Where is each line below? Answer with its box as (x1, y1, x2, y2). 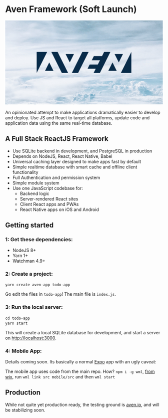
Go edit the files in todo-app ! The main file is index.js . (5, 291, 116, 297)
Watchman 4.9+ (12, 258, 46, 264)
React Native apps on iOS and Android (19, 206, 99, 213)
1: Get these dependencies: (5, 236, 73, 243)
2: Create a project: (5, 271, 53, 278)
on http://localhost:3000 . (5, 335, 56, 341)
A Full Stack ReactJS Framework (5, 134, 108, 143)
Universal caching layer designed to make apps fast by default (12, 158, 141, 164)
